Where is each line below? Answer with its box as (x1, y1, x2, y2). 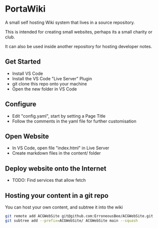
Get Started (5, 57, 41, 66)
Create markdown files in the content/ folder (12, 150, 101, 156)
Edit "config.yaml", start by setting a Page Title (12, 113, 106, 119)
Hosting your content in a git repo (5, 191, 108, 200)
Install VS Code (12, 70, 43, 76)
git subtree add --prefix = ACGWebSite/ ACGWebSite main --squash (5, 218, 138, 223)
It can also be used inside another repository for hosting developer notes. (5, 43, 152, 49)
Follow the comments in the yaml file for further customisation (12, 118, 137, 124)
